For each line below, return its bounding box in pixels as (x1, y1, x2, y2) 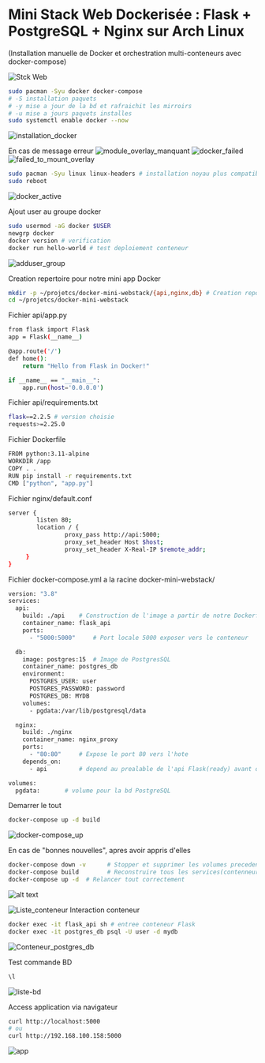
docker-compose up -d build (8, 816, 101, 824)
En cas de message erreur (8, 146, 94, 155)
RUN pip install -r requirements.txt (8, 472, 132, 480)
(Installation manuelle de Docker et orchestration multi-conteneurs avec (8, 48, 242, 58)
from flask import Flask (8, 326, 90, 334)
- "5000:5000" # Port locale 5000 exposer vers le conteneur (28, 634, 248, 642)
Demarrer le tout (8, 801, 62, 810)
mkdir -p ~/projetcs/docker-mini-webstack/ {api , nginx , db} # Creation (8, 289, 242, 297)
